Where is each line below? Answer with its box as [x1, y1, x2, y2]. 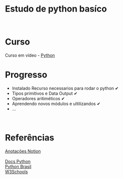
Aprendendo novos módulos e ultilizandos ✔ [12, 101, 101, 106]
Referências [5, 132, 55, 143]
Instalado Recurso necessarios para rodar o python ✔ [12, 85, 119, 91]
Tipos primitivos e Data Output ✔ [12, 90, 78, 96]
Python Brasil [5, 164, 31, 169]
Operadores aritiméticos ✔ [12, 95, 65, 101]
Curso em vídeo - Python [5, 52, 55, 58]
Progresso [5, 69, 47, 80]
